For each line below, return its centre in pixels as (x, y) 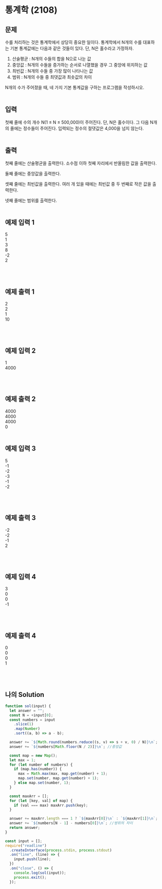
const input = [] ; (24, 841)
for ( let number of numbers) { (41, 765)
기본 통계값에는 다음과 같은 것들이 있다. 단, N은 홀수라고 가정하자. (72, 48)
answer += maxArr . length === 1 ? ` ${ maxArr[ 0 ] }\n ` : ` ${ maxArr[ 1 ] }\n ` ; (84, 819)
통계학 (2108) (31, 10)
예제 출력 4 (21, 636)
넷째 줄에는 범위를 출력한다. (31, 200)
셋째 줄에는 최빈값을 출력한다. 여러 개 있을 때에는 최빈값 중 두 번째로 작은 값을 (78, 184)
